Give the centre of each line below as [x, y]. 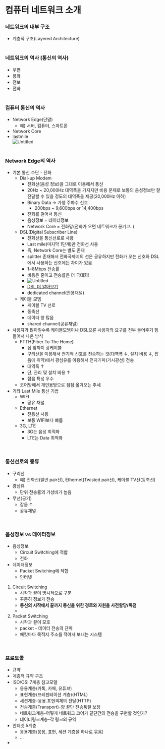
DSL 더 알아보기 [43, 287]
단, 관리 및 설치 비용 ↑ [49, 373]
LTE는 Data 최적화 [45, 438]
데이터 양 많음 [40, 317]
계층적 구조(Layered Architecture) [46, 39]
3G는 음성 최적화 [43, 432]
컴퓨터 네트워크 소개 [43, 10]
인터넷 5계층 [24, 726]
